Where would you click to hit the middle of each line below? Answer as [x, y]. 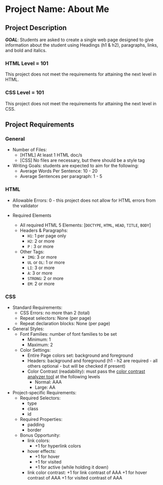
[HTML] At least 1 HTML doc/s [51, 155]
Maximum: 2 [40, 345]
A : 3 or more [40, 273]
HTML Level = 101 [27, 63]
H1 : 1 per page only [47, 235]
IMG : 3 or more [42, 257]
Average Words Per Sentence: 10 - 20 [59, 171]
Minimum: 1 [39, 339]
